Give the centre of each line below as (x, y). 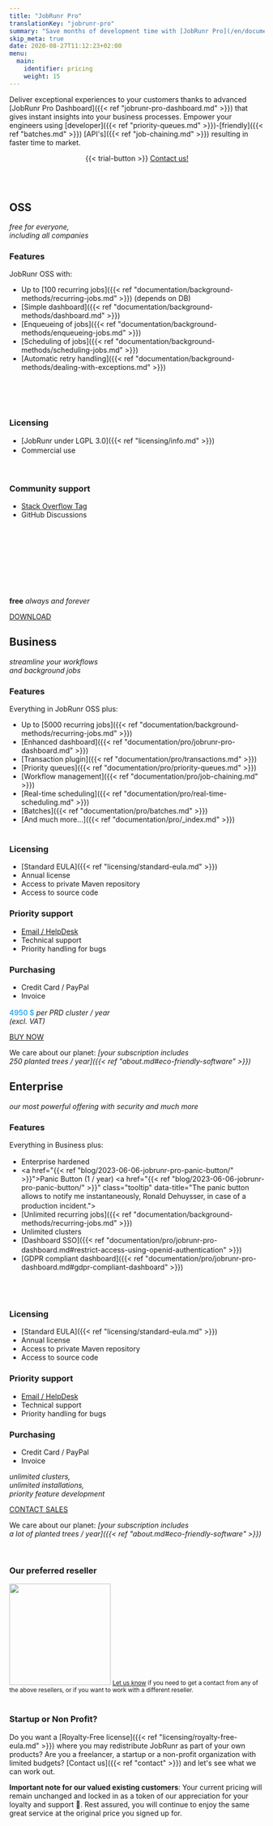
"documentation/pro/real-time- (175, 794)
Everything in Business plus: (56, 1145)
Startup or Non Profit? (53, 1719)
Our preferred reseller (53, 1570)
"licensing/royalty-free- (198, 1737)
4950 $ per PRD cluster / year (60, 1012)
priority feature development (57, 1493)
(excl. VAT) (27, 1021)
